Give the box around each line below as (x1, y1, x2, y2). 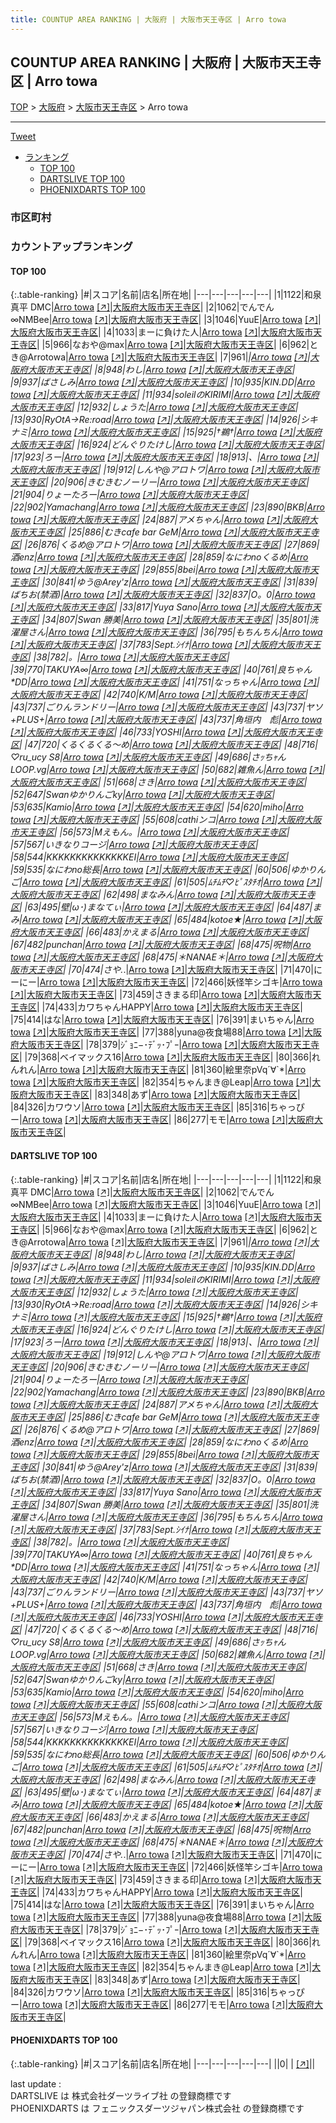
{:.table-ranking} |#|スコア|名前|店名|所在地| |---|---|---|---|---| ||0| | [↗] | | (10, 2057, 316, 2070)
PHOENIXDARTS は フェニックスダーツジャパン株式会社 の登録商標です (10, 2102, 305, 2114)
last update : (10, 2077, 62, 2090)
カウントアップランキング (10, 240, 133, 254)
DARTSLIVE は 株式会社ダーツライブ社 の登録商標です (10, 2089, 232, 2101)
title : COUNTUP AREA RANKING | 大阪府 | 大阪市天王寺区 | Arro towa (10, 14, 287, 25)
